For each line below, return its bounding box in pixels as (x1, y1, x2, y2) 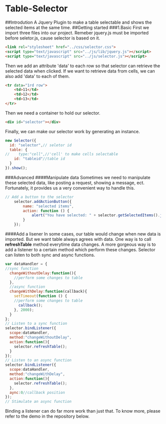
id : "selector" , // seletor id (9, 143, 72, 148)
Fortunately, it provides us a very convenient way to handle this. (5, 185, 135, 191)
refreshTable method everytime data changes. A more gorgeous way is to (5, 241, 156, 247)
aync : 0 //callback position (9, 390, 65, 395)
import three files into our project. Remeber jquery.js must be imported (5, 30, 149, 36)
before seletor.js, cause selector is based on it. (5, 35, 100, 41)
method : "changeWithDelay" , (9, 372, 65, 377)
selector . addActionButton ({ (14, 199, 72, 204)
